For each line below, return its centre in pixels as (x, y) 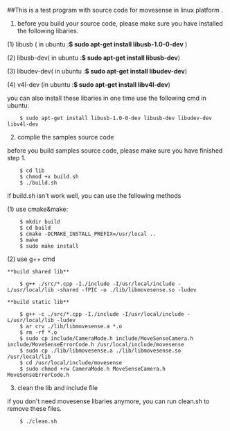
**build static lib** (38, 302)
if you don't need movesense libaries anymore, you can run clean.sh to (108, 401)
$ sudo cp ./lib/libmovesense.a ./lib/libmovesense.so (100, 350)
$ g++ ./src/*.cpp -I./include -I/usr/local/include (97, 284)
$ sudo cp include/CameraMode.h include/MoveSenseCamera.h (107, 339)
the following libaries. (48, 31)
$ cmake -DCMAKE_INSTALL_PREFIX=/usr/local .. (88, 234)
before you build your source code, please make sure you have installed (120, 23)
